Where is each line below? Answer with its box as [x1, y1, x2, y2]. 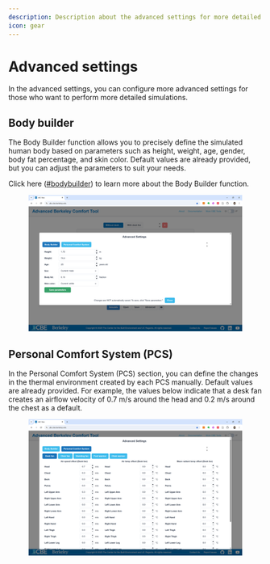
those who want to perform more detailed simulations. [8, 93, 188, 103]
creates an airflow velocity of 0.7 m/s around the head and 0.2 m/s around [8, 394, 255, 404]
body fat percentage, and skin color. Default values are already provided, [8, 154, 251, 165]
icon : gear [8, 21, 45, 30]
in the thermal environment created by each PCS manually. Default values [8, 377, 253, 387]
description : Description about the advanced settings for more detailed [8, 13, 262, 21]
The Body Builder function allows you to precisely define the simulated [8, 137, 243, 147]
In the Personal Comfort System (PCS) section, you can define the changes [8, 368, 259, 379]
